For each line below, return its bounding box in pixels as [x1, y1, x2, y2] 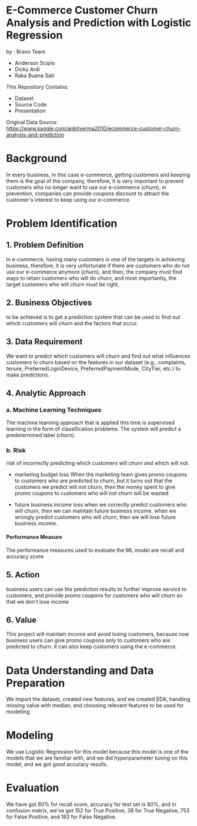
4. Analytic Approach [6, 388, 86, 398]
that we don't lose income [6, 598, 69, 605]
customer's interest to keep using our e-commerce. [6, 196, 131, 203]
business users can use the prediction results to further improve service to [6, 585, 187, 592]
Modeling [6, 729, 54, 742]
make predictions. [6, 371, 50, 378]
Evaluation [6, 781, 59, 795]
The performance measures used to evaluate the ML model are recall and [6, 547, 184, 554]
